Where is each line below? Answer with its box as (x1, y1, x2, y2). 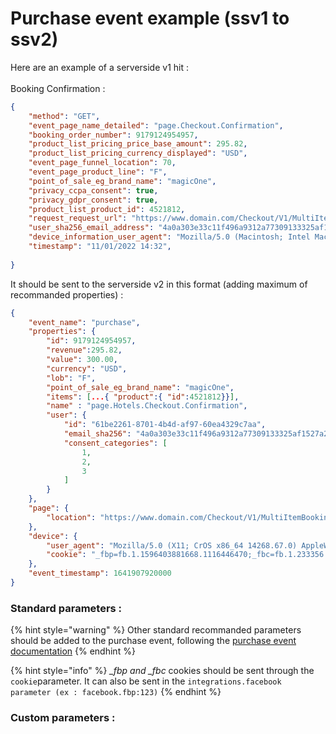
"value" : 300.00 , (46, 355, 118, 365)
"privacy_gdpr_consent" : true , (28, 195, 159, 205)
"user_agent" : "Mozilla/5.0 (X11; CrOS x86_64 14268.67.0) (46, 540, 298, 551)
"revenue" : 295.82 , (46, 345, 123, 356)
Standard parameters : (10, 601, 123, 615)
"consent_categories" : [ (63, 438, 168, 448)
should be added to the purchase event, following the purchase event (10, 635, 297, 647)
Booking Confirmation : (10, 82, 106, 94)
